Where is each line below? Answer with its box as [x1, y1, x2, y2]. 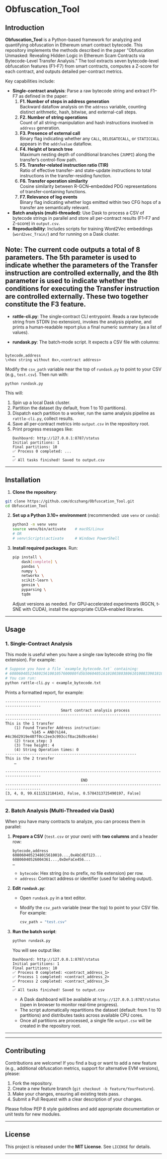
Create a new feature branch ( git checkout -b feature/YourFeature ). [12, 1085, 155, 1092]
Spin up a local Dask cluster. [12, 399, 71, 405]
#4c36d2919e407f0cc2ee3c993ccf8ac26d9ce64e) [5, 734, 99, 739]
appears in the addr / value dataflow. [19, 141, 92, 147]
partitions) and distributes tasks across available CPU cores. [19, 1012, 144, 1018]
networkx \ [21, 573, 44, 578]
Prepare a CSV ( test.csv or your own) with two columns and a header [12, 833, 158, 839]
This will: [5, 389, 23, 395]
